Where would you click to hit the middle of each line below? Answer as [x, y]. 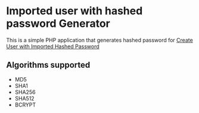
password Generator [58, 23]
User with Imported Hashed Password [53, 46]
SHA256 [25, 92]
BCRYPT [25, 105]
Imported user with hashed [74, 11]
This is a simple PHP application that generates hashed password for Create [100, 40]
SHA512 [24, 98]
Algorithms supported [48, 65]
